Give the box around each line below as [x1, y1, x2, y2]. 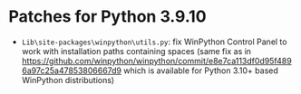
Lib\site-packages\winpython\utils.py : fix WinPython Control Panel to [21, 36, 287, 47]
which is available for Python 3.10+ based [123, 65, 278, 76]
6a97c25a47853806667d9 [21, 65, 122, 76]
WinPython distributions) [21, 74, 115, 85]
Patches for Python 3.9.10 [8, 6, 207, 27]
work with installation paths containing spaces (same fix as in [21, 45, 251, 56]
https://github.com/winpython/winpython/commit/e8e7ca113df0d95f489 [21, 55, 292, 66]
